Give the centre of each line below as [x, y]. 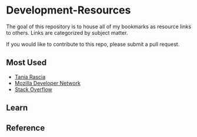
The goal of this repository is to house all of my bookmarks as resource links [99, 26]
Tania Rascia [30, 76]
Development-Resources [69, 10]
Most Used [26, 63]
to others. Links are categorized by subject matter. [67, 32]
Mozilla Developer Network [48, 83]
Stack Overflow [34, 89]
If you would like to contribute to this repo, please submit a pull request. [93, 44]
